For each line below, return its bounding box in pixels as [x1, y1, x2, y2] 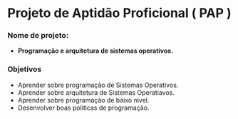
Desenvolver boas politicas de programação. [17, 103, 150, 112]
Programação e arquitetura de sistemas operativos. [17, 46, 174, 55]
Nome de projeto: [7, 31, 69, 41]
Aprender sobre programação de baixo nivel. [17, 95, 150, 104]
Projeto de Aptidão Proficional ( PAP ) [7, 5, 232, 21]
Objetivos [7, 64, 42, 74]
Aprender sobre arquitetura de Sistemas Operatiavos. [17, 88, 175, 97]
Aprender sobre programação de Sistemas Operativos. [17, 81, 179, 89]
